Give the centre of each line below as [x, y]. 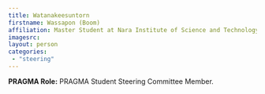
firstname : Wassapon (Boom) [54, 23]
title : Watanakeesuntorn [49, 15]
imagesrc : [24, 37]
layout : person [33, 45]
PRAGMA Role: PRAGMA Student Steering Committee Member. [111, 81]
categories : [28, 52]
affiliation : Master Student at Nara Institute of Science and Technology [134, 30]
